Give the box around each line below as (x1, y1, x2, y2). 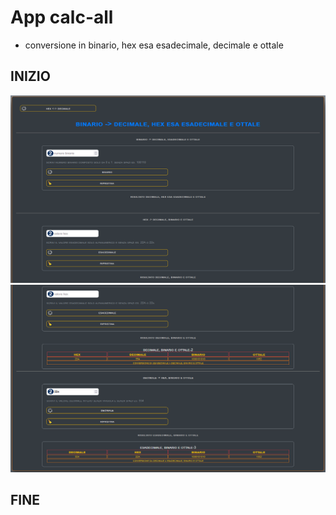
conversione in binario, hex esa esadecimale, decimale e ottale (24, 39, 284, 51)
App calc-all (10, 6, 114, 29)
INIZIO (10, 68, 51, 85)
